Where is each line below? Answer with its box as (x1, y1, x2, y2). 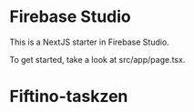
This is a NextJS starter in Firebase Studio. (9, 36, 170, 47)
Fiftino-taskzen (9, 87, 128, 107)
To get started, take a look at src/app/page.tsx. (9, 54, 186, 65)
